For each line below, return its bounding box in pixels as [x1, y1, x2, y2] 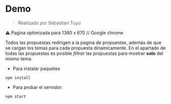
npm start [5, 94, 27, 99]
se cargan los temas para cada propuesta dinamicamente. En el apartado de [5, 45, 166, 51]
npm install [5, 75, 31, 80]
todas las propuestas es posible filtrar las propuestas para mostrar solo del [5, 50, 163, 56]
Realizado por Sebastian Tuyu [17, 20, 81, 26]
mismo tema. [5, 55, 33, 61]
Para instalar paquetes [12, 65, 60, 72]
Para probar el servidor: [12, 84, 63, 90]
